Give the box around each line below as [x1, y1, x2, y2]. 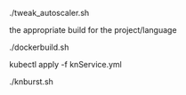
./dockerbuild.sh [9, 42, 69, 52]
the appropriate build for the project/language [9, 25, 177, 35]
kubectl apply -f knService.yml [9, 59, 122, 69]
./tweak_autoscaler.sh [9, 8, 90, 18]
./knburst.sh [9, 76, 53, 87]
